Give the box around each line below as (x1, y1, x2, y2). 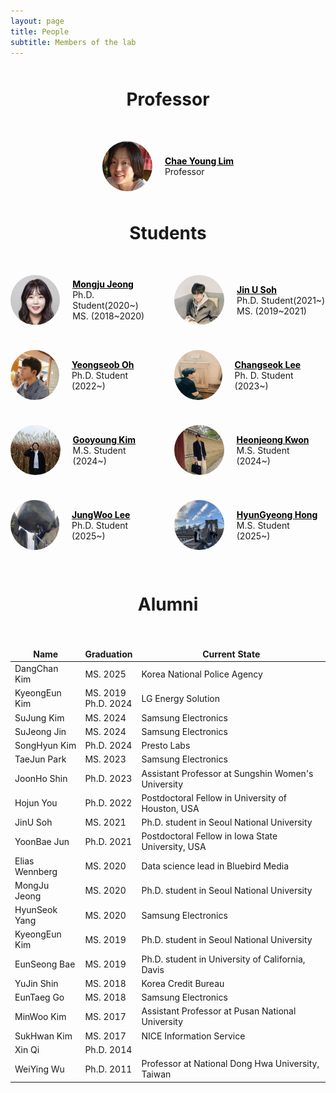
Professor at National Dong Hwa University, (141, 1058, 320, 1070)
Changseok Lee (234, 358, 302, 370)
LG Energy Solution (141, 692, 220, 704)
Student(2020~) (72, 300, 139, 312)
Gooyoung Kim (72, 433, 137, 445)
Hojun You (14, 797, 58, 809)
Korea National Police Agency (141, 668, 263, 680)
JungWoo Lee (71, 508, 131, 520)
